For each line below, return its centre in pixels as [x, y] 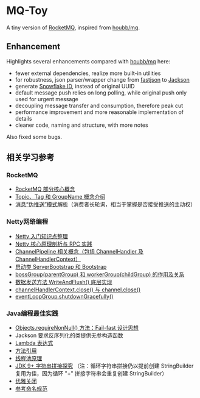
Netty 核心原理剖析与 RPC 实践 [53, 244]
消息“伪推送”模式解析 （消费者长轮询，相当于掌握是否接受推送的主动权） [105, 204]
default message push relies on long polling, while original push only [101, 93]
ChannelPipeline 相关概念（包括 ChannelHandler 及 [79, 251]
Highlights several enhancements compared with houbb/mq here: [88, 61]
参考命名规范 [31, 389]
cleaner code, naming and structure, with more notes [81, 125]
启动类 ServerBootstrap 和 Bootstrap [61, 266]
